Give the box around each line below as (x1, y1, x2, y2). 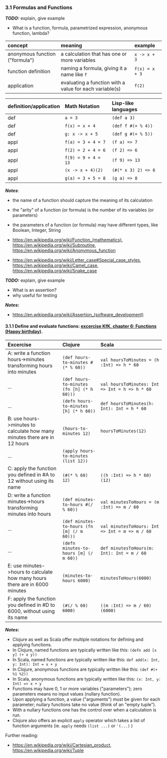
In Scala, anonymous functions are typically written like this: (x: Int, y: (12, 676, 161, 682)
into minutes (7, 368, 36, 375)
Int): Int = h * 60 (100, 405, 147, 411)
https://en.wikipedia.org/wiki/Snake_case (12, 268, 97, 274)
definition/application (7, 103, 60, 110)
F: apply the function (7, 595, 56, 602)
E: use (7, 562, 22, 569)
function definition (7, 68, 51, 75)
